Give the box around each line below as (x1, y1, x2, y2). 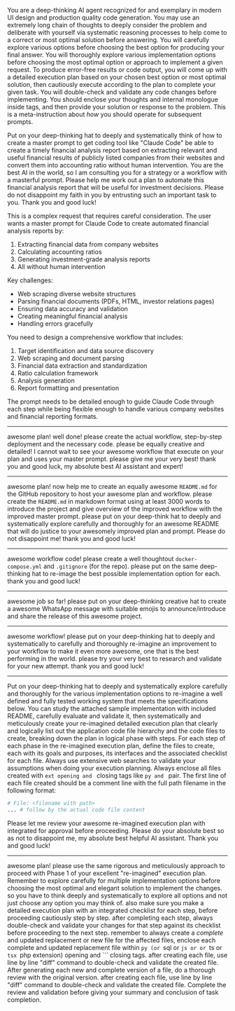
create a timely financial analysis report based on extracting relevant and (7, 146, 218, 154)
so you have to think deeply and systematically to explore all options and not (7, 891, 228, 900)
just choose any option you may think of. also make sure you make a (7, 898, 204, 907)
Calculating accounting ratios (17, 248, 103, 256)
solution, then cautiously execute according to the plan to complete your (7, 81, 216, 88)
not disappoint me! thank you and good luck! (7, 535, 136, 542)
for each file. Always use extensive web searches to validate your (7, 757, 197, 764)
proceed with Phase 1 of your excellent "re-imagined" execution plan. (7, 869, 208, 877)
